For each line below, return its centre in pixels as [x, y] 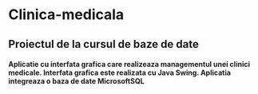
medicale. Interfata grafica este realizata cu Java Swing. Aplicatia [120, 72]
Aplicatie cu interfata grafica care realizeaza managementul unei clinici [129, 65]
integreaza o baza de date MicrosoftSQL [77, 81]
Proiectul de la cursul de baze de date [104, 44]
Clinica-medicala [66, 15]
